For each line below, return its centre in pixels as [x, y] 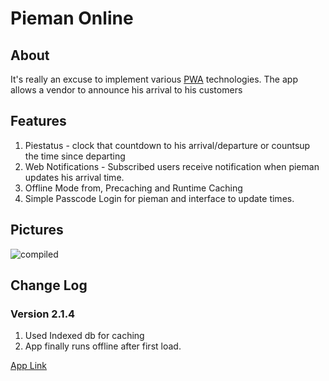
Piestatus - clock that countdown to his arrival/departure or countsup [167, 145]
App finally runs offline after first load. [103, 346]
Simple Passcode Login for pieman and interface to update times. [159, 198]
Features [38, 121]
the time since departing [75, 156]
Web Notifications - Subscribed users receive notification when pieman [172, 166]
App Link [29, 366]
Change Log [49, 285]
